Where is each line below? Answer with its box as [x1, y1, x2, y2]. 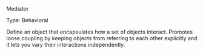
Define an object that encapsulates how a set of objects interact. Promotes [6, 28, 193, 35]
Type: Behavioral [6, 17, 48, 23]
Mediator [6, 5, 29, 12]
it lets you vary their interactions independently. [6, 41, 125, 48]
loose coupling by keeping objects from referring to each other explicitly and [6, 35, 198, 41]
